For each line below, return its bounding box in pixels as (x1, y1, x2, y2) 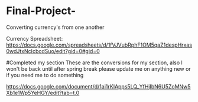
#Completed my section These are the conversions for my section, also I (6, 59, 183, 66)
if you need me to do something (6, 71, 84, 78)
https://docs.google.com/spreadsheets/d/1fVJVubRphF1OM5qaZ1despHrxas (6, 41, 192, 48)
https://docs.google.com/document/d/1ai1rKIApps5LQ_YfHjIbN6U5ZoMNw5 (6, 83, 191, 90)
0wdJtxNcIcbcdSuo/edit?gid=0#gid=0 (6, 47, 100, 54)
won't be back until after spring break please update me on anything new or (6, 65, 191, 72)
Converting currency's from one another (6, 24, 105, 31)
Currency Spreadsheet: (6, 35, 63, 42)
